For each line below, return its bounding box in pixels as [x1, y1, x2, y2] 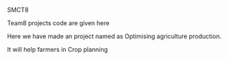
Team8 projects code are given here [7, 19, 110, 27]
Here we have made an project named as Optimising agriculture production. [7, 32, 222, 40]
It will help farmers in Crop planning [7, 46, 109, 53]
